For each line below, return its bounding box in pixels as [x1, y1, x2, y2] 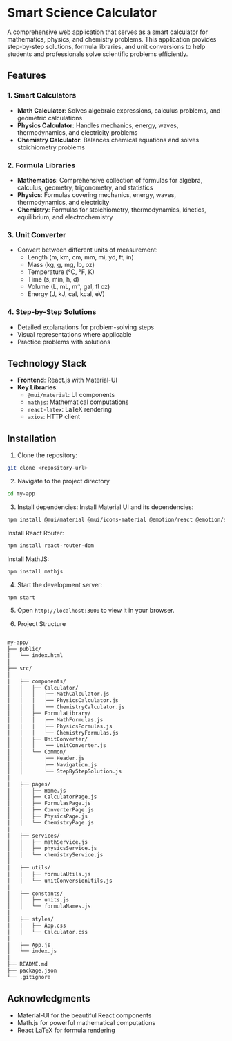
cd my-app [7, 490, 36, 497]
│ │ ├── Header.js [7, 755, 85, 762]
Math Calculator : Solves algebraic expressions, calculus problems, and [17, 106, 221, 115]
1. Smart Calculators [7, 91, 77, 100]
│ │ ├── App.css [7, 922, 67, 929]
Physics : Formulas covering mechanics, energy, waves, [17, 190, 176, 199]
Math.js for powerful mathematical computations [17, 1018, 156, 1026]
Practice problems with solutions [17, 338, 110, 346]
